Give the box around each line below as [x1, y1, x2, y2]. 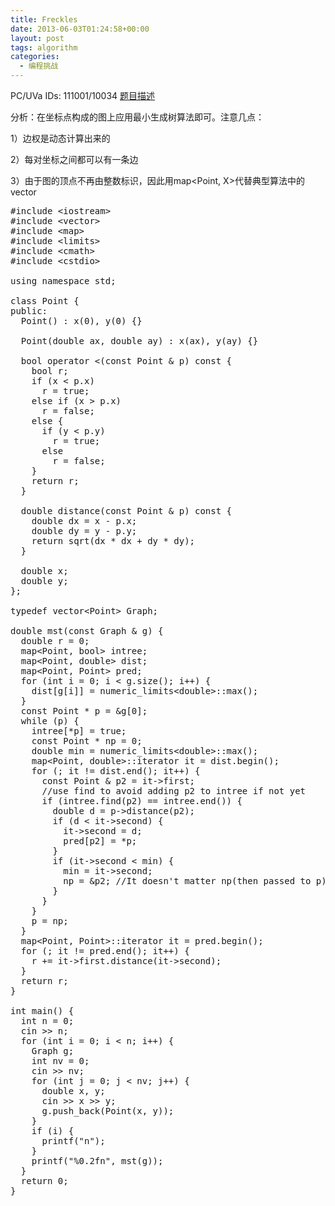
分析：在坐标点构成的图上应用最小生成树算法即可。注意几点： [10, 111, 265, 123]
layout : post [10, 33, 65, 43]
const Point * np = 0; [31, 736, 143, 746]
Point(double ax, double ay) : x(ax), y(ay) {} [20, 336, 259, 346]
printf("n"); [41, 1136, 106, 1146]
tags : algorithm [10, 42, 78, 53]
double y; [20, 576, 69, 586]
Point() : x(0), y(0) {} [20, 316, 143, 326]
